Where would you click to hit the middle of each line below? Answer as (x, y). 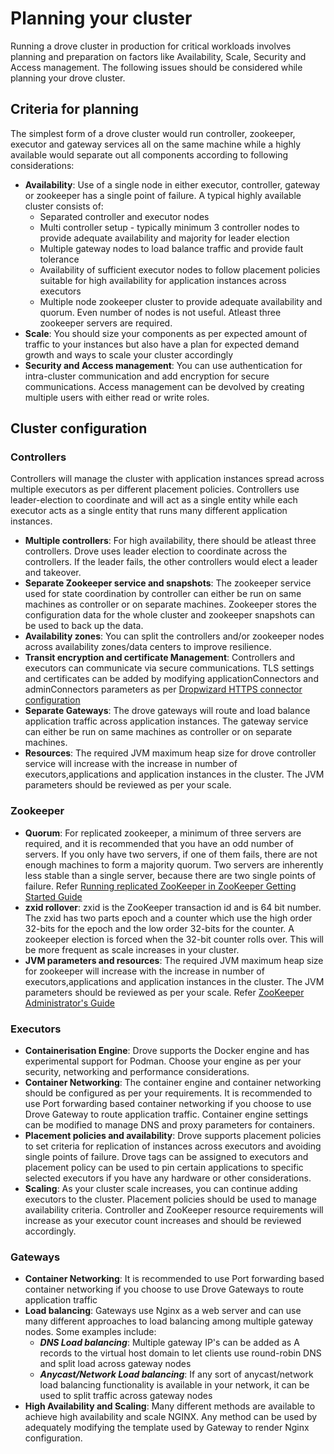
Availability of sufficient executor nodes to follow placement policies (180, 269)
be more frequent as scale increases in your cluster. (132, 949)
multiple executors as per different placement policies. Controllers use (155, 489)
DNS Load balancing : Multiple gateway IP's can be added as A (169, 1343)
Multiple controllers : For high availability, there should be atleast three (170, 541)
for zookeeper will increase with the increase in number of (144, 971)
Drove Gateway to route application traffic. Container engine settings (166, 1114)
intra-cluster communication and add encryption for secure (147, 376)
